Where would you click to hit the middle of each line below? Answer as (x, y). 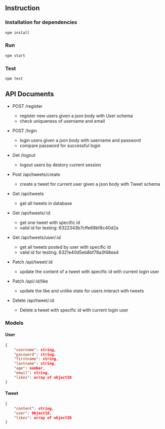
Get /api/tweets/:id (31, 213)
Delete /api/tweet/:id (33, 300)
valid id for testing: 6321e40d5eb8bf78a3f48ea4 (69, 252)
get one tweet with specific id (50, 222)
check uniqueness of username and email (62, 121)
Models (14, 323)
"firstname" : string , (36, 359)
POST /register (27, 106)
